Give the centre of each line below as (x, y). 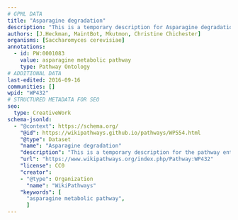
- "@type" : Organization (57, 179)
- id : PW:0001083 (39, 54)
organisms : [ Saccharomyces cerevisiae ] (66, 40)
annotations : (27, 47)
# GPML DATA (25, 14)
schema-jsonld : (30, 119)
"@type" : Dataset (46, 139)
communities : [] (31, 87)
